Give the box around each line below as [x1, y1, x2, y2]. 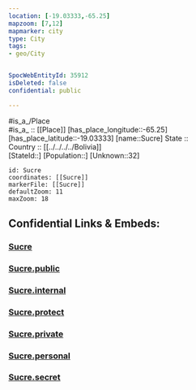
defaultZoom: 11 [8, 188, 63, 196]
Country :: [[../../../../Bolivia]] [8, 141, 102, 151]
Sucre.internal [8, 284, 66, 296]
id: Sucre [8, 166, 42, 175]
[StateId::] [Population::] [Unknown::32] [8, 150, 140, 160]
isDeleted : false [8, 79, 67, 87]
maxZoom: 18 [8, 194, 49, 203]
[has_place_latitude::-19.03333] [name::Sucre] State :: [8, 133, 189, 143]
